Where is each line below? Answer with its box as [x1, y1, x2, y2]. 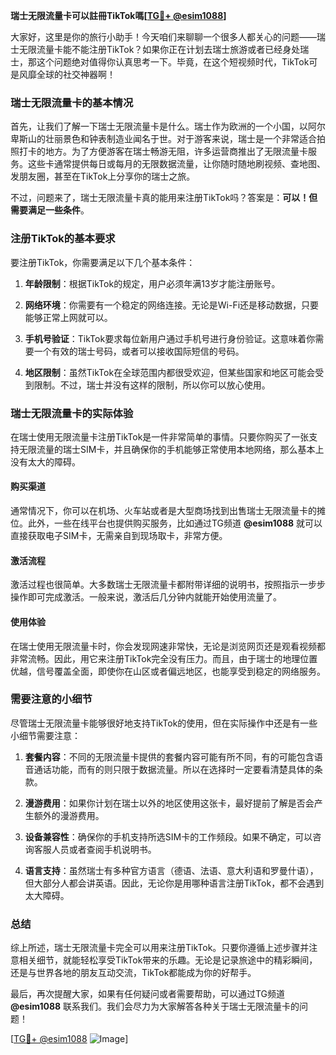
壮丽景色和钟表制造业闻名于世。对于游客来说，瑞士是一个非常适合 [44, 133, 317, 145]
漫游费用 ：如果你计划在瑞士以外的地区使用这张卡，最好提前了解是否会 [24, 797, 315, 809]
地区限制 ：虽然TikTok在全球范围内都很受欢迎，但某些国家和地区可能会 [24, 366, 316, 378]
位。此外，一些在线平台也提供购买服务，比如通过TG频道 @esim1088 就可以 [10, 517, 323, 529]
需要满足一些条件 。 [10, 204, 90, 216]
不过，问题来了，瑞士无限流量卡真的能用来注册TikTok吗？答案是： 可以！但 [10, 192, 318, 204]
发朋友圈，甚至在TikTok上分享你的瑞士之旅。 [10, 170, 196, 183]
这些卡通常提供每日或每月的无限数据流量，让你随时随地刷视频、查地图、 [27, 158, 326, 170]
